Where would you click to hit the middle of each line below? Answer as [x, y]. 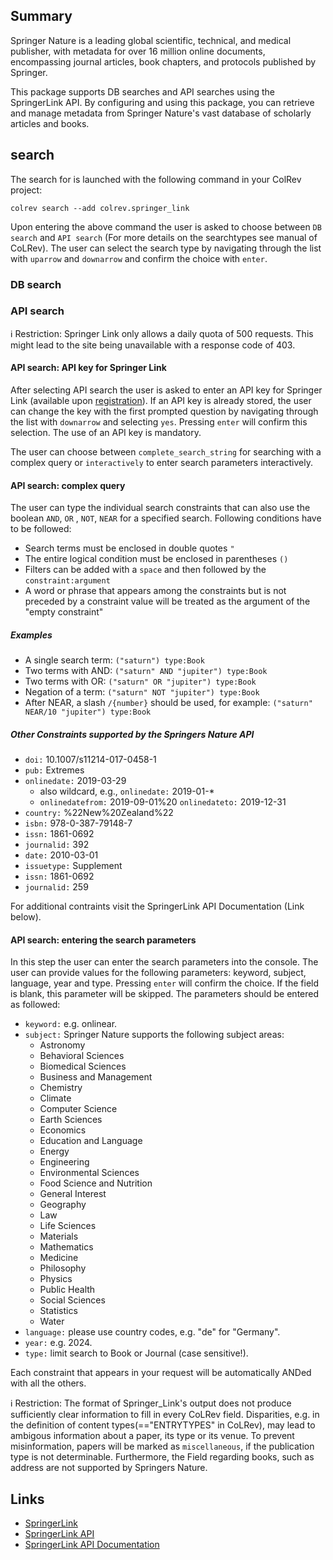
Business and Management [96, 1077]
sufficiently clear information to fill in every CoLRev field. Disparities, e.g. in [165, 1415]
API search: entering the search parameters [103, 940]
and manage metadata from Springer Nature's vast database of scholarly [161, 113]
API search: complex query [68, 485]
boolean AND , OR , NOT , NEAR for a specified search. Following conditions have [166, 518]
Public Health [67, 1290]
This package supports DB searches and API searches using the [143, 91]
